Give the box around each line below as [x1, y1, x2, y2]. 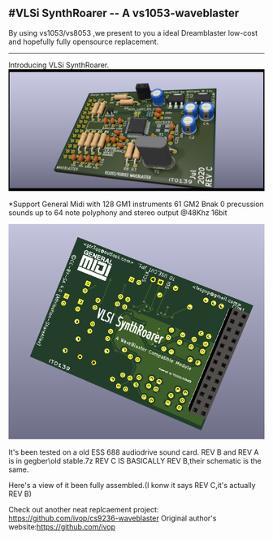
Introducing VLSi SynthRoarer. [8, 60, 110, 70]
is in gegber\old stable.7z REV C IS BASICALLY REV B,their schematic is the [8, 456, 262, 466]
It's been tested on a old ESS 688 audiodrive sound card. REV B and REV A [8, 447, 259, 457]
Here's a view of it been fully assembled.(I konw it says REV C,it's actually [8, 481, 256, 490]
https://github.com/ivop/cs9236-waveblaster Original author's [8, 513, 217, 523]
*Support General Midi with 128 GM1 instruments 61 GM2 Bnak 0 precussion [8, 199, 264, 209]
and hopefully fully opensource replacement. [8, 37, 159, 46]
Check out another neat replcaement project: [8, 505, 159, 515]
